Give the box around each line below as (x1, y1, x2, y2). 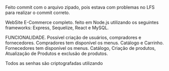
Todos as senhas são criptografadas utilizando (5, 60, 103, 66)
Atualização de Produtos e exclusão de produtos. (5, 50, 108, 56)
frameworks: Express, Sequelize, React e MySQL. (5, 25, 109, 31)
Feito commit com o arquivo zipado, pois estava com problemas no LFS (5, 5, 155, 10)
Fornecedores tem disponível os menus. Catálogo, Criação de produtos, (5, 45, 156, 51)
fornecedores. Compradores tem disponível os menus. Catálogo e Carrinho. (5, 40, 164, 46)
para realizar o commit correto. (5, 10, 70, 16)
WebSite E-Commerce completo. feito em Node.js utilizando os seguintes (5, 20, 159, 25)
